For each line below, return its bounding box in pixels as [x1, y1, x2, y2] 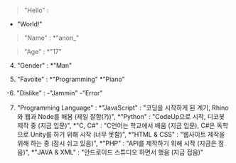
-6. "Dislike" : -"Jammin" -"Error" [6, 89, 103, 97]
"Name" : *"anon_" [23, 33, 80, 42]
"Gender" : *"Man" [16, 61, 73, 70]
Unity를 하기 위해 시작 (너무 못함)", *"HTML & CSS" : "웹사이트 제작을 [30, 130, 225, 138]
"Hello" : [23, 6, 49, 14]
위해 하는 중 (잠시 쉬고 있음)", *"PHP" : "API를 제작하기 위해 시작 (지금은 [16, 139, 218, 147]
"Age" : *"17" [23, 48, 62, 56]
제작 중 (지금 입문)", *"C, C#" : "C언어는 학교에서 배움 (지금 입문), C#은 [16, 121, 215, 130]
